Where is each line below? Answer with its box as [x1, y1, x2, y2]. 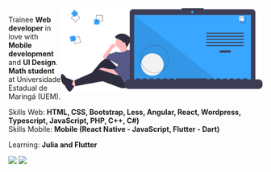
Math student [8, 66, 55, 76]
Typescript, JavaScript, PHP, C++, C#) [8, 116, 140, 125]
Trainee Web [8, 15, 52, 24]
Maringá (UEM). [8, 92, 61, 101]
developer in [8, 23, 52, 33]
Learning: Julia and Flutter [8, 140, 98, 149]
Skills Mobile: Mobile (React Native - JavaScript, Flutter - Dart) [8, 125, 220, 133]
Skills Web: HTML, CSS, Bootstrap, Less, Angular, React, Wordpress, [8, 108, 242, 117]
